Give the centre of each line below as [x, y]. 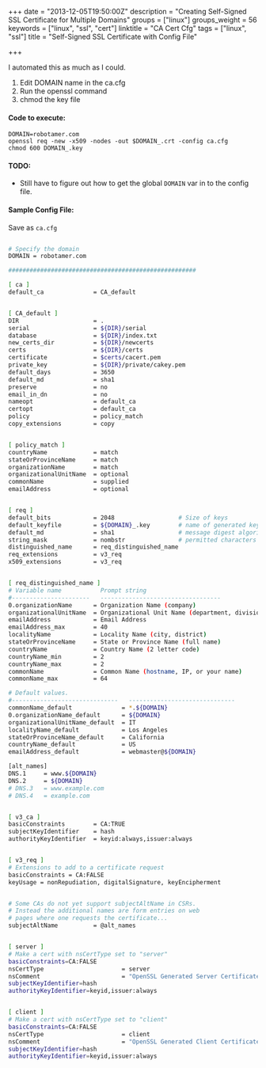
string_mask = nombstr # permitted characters [133, 540]
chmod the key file [50, 99]
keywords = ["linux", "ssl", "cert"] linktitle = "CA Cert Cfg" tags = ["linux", [127, 28]
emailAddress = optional [68, 489]
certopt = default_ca [72, 409]
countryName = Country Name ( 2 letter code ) [104, 649]
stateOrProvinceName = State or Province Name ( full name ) [115, 642]
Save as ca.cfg [33, 227]
